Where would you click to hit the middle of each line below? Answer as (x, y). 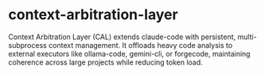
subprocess (28, 45)
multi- (247, 37)
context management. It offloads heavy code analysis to (141, 45)
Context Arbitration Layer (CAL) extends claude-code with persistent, (122, 37)
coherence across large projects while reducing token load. (105, 62)
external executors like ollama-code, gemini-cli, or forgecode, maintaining (129, 53)
